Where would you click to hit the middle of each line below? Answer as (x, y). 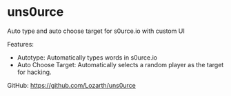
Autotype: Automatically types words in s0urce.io (87, 57)
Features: (21, 44)
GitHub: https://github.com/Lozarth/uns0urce (71, 85)
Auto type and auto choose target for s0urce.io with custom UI (96, 31)
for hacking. (34, 72)
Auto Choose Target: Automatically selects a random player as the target (120, 64)
